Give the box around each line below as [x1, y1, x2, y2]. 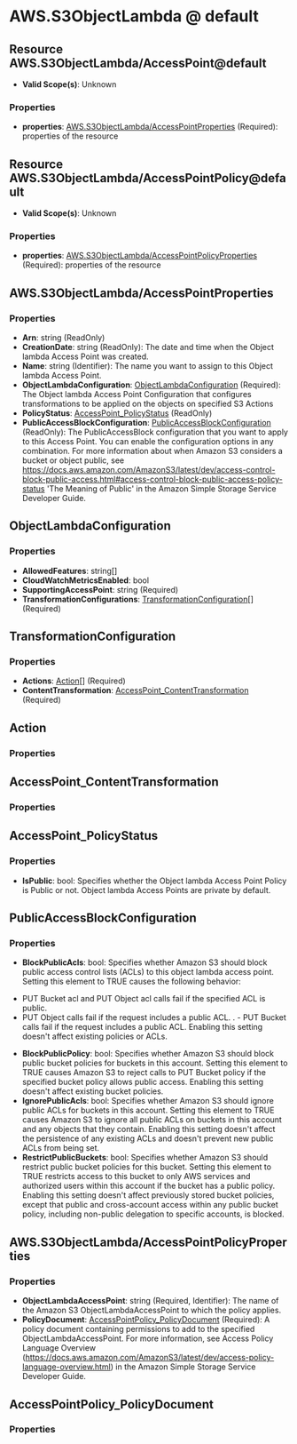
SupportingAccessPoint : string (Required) [21, 584, 179, 594]
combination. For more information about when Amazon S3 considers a [21, 446, 284, 457]
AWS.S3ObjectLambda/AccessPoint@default [9, 55, 267, 70]
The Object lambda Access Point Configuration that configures [21, 389, 252, 400]
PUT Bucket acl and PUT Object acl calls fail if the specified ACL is [21, 993, 266, 1004]
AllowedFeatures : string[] [21, 565, 118, 576]
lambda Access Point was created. [21, 351, 149, 362]
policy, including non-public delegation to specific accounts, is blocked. [21, 1209, 285, 1219]
